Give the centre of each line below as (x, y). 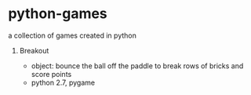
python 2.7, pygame (63, 82)
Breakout (34, 50)
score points (51, 74)
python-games (58, 14)
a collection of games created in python (73, 35)
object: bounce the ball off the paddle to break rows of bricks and (137, 66)
